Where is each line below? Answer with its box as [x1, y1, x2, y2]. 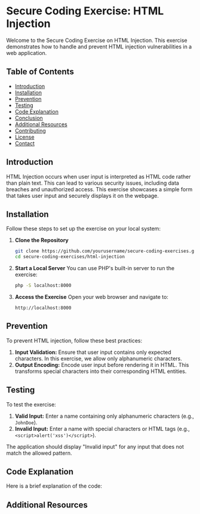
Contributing [14, 127, 46, 134]
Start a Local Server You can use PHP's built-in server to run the [14, 265, 175, 272]
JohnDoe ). [14, 418, 38, 426]
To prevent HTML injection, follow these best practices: [6, 336, 142, 344]
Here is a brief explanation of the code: [6, 482, 103, 489]
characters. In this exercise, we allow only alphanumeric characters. [14, 354, 182, 362]
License [14, 133, 35, 140]
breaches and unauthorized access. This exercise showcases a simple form [6, 185, 193, 192]
